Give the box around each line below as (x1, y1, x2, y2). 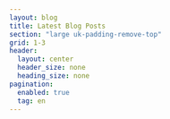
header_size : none (17, 64, 87, 72)
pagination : (9, 80, 54, 89)
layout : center (17, 55, 74, 64)
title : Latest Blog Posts (9, 21, 106, 30)
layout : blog (9, 13, 58, 22)
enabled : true (17, 88, 70, 97)
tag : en (17, 96, 47, 106)
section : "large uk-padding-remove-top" (9, 30, 163, 38)
